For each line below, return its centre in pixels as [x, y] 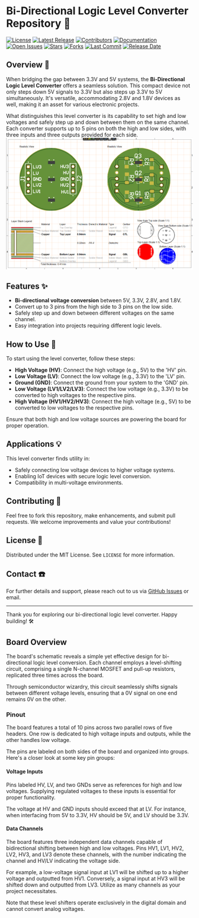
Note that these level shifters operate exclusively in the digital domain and [96, 903]
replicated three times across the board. [55, 675]
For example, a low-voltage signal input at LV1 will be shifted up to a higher [97, 872]
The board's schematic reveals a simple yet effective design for [84, 657]
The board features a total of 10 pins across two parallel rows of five [89, 728]
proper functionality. [31, 797]
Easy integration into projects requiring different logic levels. [88, 326]
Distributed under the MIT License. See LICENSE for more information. [90, 555]
